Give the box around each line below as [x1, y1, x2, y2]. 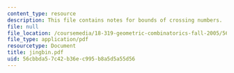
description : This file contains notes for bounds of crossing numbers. [7, 17, 223, 24]
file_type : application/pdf [7, 36, 89, 43]
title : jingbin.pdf [7, 49, 64, 56]
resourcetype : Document [7, 42, 77, 49]
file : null [7, 23, 39, 30]
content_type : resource [7, 10, 77, 17]
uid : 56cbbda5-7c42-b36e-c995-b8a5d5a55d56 [7, 56, 136, 63]
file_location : [7, 29, 52, 37]
